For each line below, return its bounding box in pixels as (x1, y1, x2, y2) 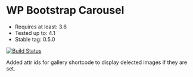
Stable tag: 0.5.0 (14, 36, 55, 43)
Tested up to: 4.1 (14, 29, 55, 36)
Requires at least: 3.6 (14, 23, 67, 30)
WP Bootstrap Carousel (6, 4, 124, 17)
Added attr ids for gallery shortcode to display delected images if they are (6, 59, 188, 66)
